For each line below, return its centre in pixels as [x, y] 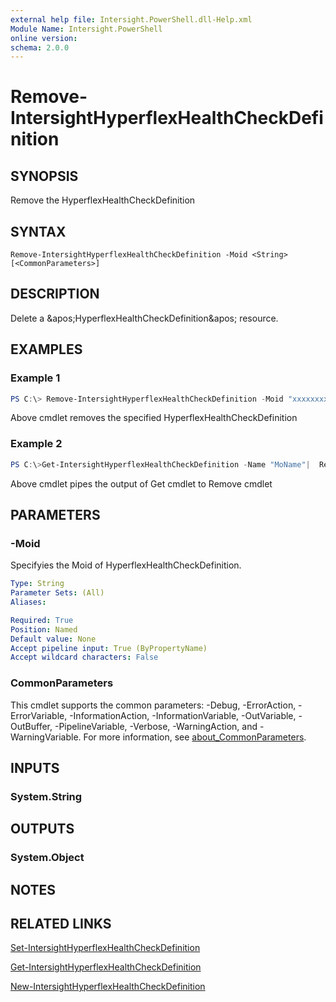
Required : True [42, 620]
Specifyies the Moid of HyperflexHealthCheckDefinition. [126, 565]
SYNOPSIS [44, 176]
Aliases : [28, 602]
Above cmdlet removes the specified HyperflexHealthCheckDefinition [154, 418]
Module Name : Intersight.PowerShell [86, 29]
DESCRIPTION [55, 294]
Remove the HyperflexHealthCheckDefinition [103, 200]
